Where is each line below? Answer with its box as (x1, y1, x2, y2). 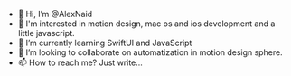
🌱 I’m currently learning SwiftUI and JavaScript (17, 37, 192, 48)
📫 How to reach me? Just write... (17, 57, 143, 68)
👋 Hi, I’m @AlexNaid (17, 9, 93, 19)
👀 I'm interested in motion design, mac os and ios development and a (17, 18, 276, 29)
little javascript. (17, 28, 75, 38)
